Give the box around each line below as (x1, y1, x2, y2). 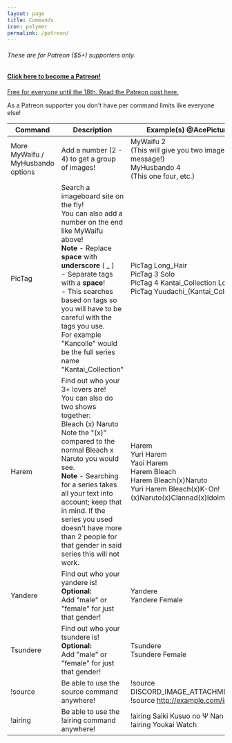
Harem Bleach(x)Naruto (130, 475, 208, 485)
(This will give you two (130, 146, 204, 155)
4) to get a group (61, 154, 116, 164)
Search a (61, 183, 90, 193)
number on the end (61, 218, 123, 227)
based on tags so (61, 295, 117, 305)
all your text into (61, 489, 113, 498)
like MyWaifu (61, 226, 104, 236)
